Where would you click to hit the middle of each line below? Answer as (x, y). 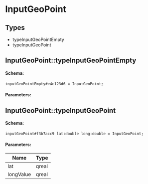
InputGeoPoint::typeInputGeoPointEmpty (71, 61)
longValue (19, 174)
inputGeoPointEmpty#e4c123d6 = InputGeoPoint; (54, 84)
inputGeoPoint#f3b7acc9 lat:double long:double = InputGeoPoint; (74, 134)
